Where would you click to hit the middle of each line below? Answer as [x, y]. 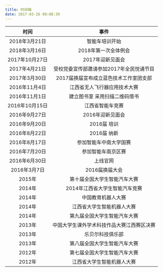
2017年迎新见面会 [104, 59]
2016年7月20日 [28, 151]
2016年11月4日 [28, 87]
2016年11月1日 [28, 96]
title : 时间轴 [18, 10]
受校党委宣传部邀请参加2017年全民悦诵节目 [104, 69]
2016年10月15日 [28, 105]
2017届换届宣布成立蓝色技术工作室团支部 [104, 78]
